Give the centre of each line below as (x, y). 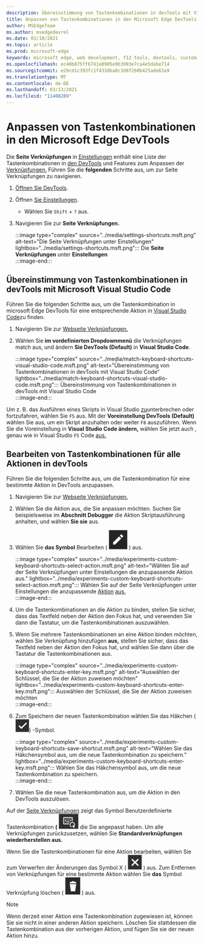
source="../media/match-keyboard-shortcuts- (136, 359)
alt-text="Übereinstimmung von (130, 365)
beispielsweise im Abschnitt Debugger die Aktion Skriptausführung (100, 515)
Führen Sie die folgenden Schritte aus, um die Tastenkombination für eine (98, 478)
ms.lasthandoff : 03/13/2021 (42, 90)
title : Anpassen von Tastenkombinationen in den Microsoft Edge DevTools (102, 19)
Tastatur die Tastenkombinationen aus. (63, 653)
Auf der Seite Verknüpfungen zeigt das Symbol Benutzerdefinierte (89, 810)
